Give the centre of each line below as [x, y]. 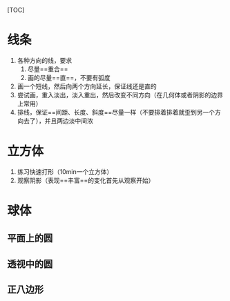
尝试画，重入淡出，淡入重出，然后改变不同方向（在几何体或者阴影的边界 [120, 95]
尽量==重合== [48, 69]
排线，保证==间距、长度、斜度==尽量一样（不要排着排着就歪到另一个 [116, 112]
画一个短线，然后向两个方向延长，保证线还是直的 [87, 86]
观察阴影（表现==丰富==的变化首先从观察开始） [86, 180]
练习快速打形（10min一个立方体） [65, 171]
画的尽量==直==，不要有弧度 [69, 77]
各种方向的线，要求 [45, 60]
